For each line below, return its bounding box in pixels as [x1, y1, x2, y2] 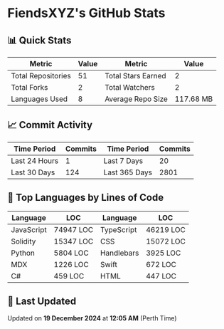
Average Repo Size [104, 94, 169, 104]
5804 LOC [53, 248, 89, 258]
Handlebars [100, 248, 139, 258]
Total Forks [11, 83, 48, 92]
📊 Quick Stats [7, 34, 72, 46]
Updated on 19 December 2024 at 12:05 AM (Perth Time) [7, 314, 177, 323]
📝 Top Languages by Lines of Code [7, 192, 164, 204]
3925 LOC [145, 248, 181, 258]
